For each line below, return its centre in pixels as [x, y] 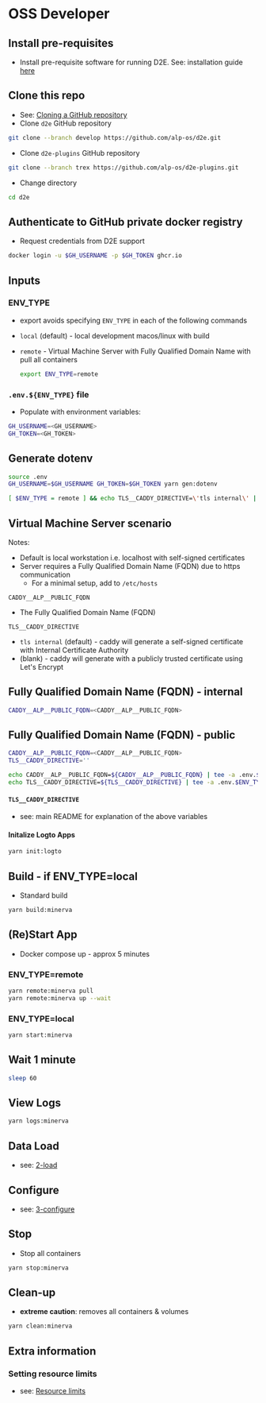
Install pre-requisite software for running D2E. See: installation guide [131, 62]
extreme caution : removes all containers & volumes [104, 1312]
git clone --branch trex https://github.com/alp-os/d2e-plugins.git [123, 168]
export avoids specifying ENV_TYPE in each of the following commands [133, 320]
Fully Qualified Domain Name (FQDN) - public [122, 735]
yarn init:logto [35, 852]
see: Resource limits [52, 1391]
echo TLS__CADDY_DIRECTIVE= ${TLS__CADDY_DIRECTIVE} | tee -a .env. [122, 783]
